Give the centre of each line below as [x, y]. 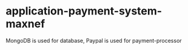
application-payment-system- [84, 11]
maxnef [25, 24]
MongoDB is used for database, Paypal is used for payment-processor [94, 40]
